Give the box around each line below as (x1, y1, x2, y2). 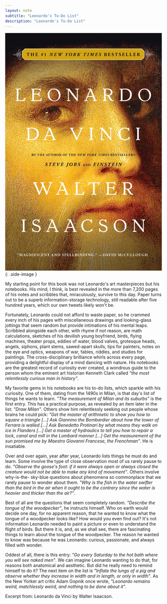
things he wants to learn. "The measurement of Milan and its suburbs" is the (5, 396, 162, 402)
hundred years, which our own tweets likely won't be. (5, 302, 115, 308)
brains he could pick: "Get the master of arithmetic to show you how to (5, 411, 151, 417)
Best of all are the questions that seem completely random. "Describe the (5, 499, 156, 506)
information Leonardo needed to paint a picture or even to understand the (5, 521, 157, 527)
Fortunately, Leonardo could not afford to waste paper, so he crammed (5, 312, 150, 318)
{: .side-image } (5, 271, 37, 277)
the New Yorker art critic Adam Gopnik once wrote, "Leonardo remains (5, 578, 151, 584)
